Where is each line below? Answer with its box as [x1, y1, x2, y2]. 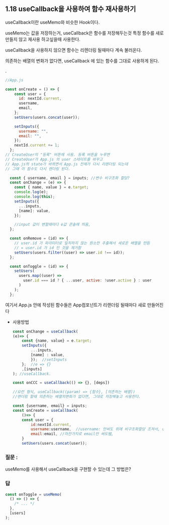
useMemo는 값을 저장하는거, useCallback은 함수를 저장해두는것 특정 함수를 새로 [5, 30, 164, 36]
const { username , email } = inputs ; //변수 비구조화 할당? [10, 175, 130, 180]
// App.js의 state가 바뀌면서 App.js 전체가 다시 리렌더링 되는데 [5, 161, 128, 167]
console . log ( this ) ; [14, 194, 55, 200]
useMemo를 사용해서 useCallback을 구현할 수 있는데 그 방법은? [5, 466, 131, 472]
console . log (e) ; [14, 189, 49, 195]
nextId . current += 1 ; [14, 143, 59, 148]
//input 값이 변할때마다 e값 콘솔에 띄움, [14, 222, 91, 227]
